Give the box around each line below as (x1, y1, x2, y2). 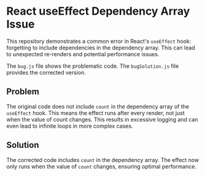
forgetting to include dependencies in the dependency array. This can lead (6, 44, 195, 51)
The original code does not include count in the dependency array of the (6, 103, 189, 110)
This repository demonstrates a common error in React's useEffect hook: (6, 37, 191, 45)
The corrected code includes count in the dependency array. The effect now (6, 156, 199, 163)
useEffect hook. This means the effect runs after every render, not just (6, 109, 185, 117)
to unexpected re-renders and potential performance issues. (6, 50, 160, 57)
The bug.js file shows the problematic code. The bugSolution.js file (6, 62, 179, 70)
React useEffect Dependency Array (6, 4, 190, 18)
